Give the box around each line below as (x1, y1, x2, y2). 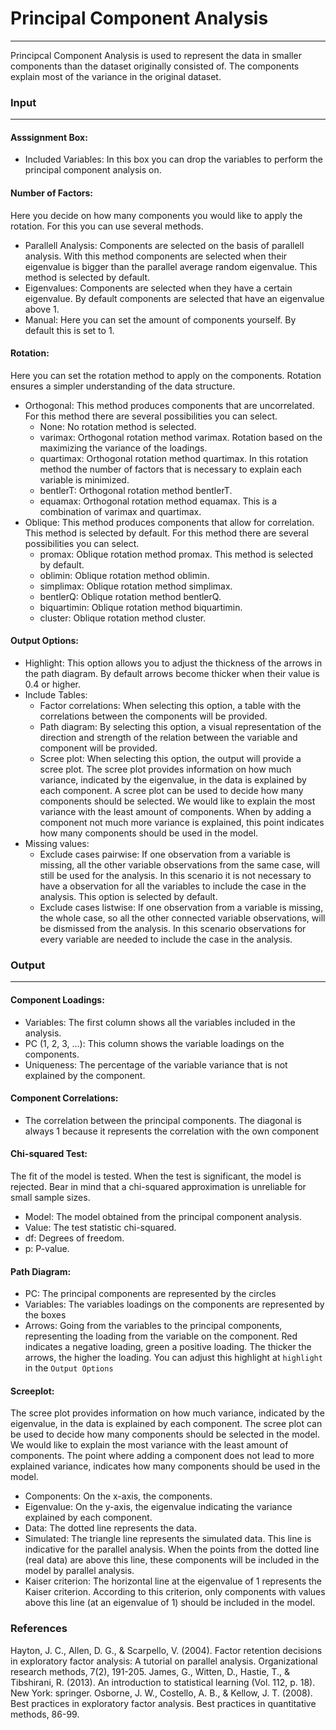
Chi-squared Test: (10, 1148, 88, 1160)
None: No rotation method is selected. (39, 420, 197, 432)
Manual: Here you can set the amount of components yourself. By (24, 313, 297, 326)
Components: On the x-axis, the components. (24, 1490, 213, 1502)
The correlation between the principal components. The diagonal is (24, 1114, 302, 1126)
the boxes (24, 1309, 67, 1321)
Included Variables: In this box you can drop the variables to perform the (24, 153, 324, 166)
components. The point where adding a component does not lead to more (10, 1450, 315, 1462)
